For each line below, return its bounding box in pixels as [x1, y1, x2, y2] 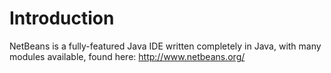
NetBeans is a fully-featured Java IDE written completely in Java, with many [9, 40, 322, 52]
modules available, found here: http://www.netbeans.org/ [9, 50, 246, 62]
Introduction [9, 7, 115, 30]
